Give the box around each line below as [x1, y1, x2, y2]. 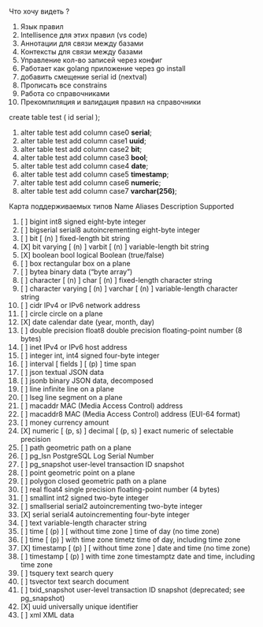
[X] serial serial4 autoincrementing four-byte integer [20, 510, 190, 519]
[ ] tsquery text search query [20, 569, 113, 577]
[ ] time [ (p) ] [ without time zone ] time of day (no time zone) [20, 527, 220, 536]
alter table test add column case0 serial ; [20, 128, 152, 137]
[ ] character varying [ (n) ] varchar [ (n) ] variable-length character [20, 284, 239, 293]
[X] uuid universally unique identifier [20, 602, 139, 611]
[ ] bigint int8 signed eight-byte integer [20, 217, 146, 226]
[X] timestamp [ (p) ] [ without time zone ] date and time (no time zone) [20, 544, 251, 552]
